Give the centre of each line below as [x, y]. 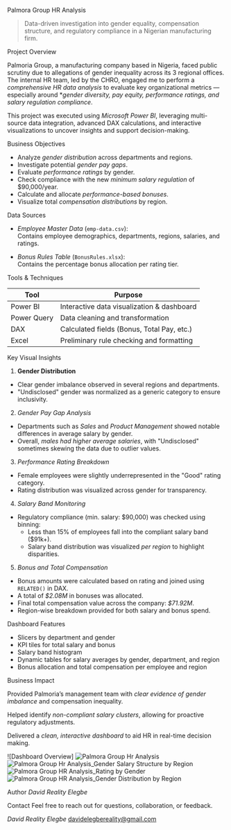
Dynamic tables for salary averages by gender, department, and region [118, 659]
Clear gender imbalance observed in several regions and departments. [118, 384]
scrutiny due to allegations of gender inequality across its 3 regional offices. [116, 73]
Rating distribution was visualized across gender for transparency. [112, 490]
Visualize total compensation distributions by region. [92, 202]
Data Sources [27, 215]
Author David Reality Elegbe [48, 792]
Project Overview [32, 52]
